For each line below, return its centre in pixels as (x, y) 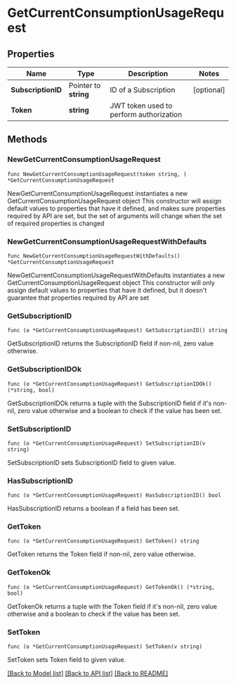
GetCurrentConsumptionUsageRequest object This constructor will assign (114, 201)
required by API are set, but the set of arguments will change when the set (115, 215)
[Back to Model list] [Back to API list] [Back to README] (88, 673)
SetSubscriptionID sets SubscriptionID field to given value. (92, 462)
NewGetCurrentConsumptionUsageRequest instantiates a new (98, 193)
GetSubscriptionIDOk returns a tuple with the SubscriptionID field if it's (110, 403)
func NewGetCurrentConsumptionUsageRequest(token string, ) (97, 174)
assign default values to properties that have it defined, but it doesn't (107, 290)
